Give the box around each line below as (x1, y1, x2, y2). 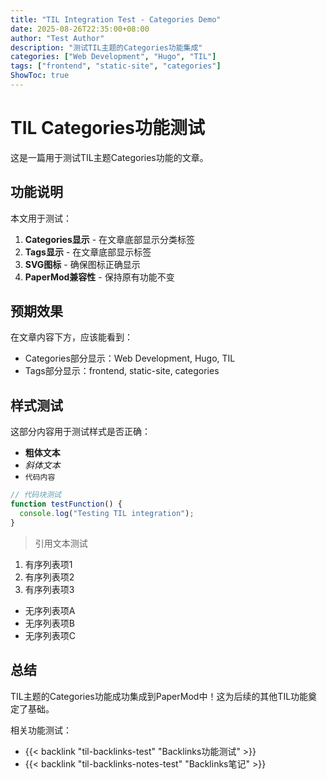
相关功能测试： (10, 724, 72, 736)
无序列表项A (24, 604, 76, 616)
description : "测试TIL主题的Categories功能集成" (10, 42, 203, 53)
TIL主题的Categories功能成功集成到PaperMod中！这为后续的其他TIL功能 (10, 690, 309, 702)
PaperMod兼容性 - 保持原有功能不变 (24, 271, 175, 283)
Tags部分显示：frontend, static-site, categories (24, 365, 220, 377)
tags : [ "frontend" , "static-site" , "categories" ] (10, 61, 222, 71)
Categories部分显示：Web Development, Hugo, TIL (24, 352, 236, 365)
